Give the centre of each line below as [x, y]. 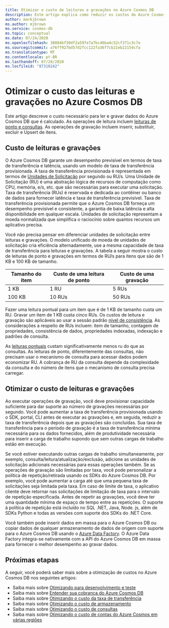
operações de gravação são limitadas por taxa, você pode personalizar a [81, 470]
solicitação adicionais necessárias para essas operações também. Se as [80, 464]
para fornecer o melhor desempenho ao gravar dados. [62, 544]
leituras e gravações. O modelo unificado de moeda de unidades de [75, 240]
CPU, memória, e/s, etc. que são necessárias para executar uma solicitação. [84, 187]
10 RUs [59, 297]
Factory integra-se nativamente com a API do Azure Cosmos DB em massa [83, 539]
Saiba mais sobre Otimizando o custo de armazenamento [72, 603]
